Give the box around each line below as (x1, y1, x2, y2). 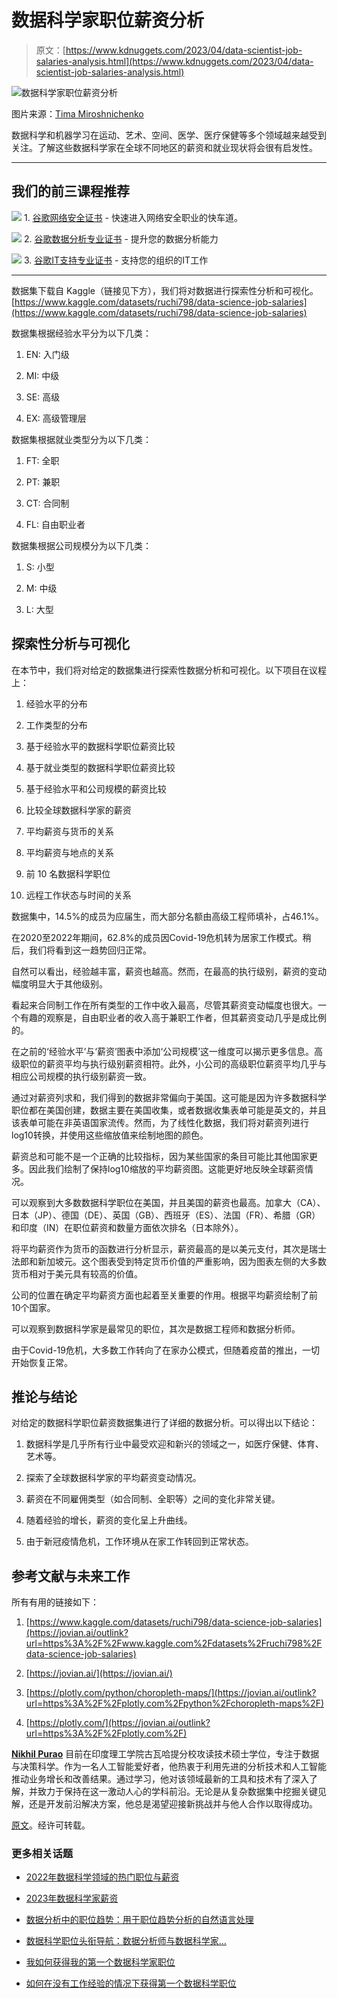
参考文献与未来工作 (11, 1567, 130, 1585)
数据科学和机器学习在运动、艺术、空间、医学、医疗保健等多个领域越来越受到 (11, 129, 327, 141)
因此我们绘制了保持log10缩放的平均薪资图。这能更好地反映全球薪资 (28, 1162, 305, 1175)
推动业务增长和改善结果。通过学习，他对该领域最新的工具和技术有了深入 (11, 1773, 309, 1785)
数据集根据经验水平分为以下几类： (11, 327, 152, 339)
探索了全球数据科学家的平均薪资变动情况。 (25, 1472, 202, 1484)
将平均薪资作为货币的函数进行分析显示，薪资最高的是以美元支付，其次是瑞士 (11, 1242, 327, 1255)
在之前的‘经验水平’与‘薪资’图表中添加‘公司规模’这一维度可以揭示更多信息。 (11, 1045, 314, 1057)
